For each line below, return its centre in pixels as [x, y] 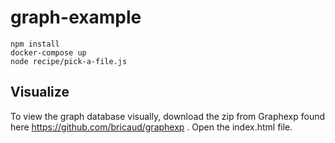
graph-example [76, 17]
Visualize [40, 92]
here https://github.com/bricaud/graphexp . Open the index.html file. [151, 127]
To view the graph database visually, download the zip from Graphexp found [168, 116]
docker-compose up [48, 52]
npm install [35, 44]
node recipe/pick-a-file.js [69, 61]
